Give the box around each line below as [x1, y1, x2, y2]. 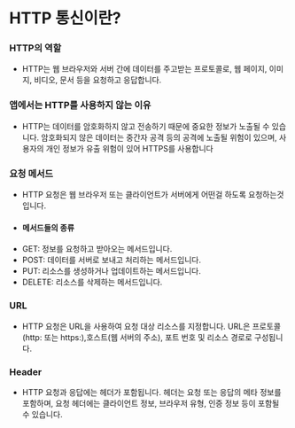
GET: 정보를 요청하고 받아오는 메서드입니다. [21, 244, 173, 254]
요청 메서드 [9, 167, 54, 180]
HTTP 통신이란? [9, 8, 121, 28]
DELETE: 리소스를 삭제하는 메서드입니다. [21, 276, 163, 288]
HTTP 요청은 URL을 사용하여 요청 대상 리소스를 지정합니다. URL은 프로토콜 [21, 321, 282, 331]
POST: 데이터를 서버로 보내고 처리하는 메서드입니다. [21, 254, 202, 266]
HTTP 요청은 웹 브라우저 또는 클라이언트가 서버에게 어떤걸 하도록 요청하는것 [21, 190, 284, 200]
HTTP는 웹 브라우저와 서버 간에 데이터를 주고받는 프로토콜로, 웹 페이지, [21, 64, 268, 74]
